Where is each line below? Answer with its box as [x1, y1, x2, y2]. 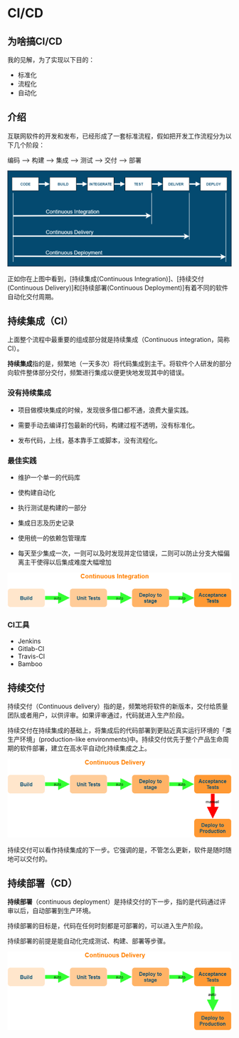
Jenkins [17, 637, 41, 645]
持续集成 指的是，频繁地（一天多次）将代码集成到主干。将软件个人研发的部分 [7, 359, 232, 368]
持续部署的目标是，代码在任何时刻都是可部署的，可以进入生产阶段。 [7, 922, 207, 930]
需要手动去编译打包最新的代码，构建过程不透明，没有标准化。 [17, 420, 199, 429]
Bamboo [17, 659, 43, 668]
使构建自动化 [17, 488, 55, 497]
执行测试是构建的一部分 [17, 503, 87, 512]
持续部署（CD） [7, 877, 78, 890]
